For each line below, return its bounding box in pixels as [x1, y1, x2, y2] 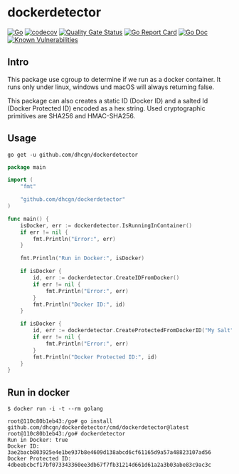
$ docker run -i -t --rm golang [7, 406, 103, 413]
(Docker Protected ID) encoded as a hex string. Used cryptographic [7, 104, 206, 113]
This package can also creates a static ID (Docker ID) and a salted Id [7, 96, 208, 105]
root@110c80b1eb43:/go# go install [7, 418, 113, 425]
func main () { [7, 215, 50, 222]
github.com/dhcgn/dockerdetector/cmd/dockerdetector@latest [7, 424, 190, 431]
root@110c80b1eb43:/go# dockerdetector [7, 431, 126, 438]
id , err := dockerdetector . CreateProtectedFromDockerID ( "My [33, 327, 215, 334]
